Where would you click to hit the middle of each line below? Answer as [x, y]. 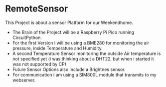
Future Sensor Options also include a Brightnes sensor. [69, 69]
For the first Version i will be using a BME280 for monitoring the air [81, 42]
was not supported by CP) [39, 64]
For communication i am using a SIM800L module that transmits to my [84, 74]
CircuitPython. [27, 37]
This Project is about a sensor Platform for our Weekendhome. [69, 22]
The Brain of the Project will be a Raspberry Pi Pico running [73, 32]
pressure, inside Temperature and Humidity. [58, 48]
